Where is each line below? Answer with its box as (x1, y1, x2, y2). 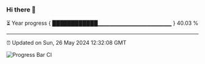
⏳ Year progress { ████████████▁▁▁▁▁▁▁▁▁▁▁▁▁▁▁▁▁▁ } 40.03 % (6, 19, 199, 27)
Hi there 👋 (6, 5, 37, 14)
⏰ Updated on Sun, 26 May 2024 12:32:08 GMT (6, 39, 127, 46)
